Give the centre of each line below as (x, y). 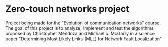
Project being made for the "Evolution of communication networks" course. (83, 23)
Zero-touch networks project (67, 9)
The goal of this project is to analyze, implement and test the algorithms (80, 28)
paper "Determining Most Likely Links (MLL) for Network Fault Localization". (84, 39)
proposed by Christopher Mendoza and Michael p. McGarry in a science (80, 33)
